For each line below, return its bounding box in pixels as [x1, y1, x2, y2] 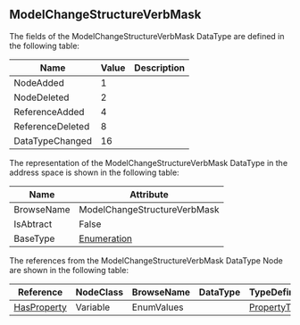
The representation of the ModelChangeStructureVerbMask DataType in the [9, 157, 288, 168]
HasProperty [13, 301, 67, 313]
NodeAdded [13, 76, 64, 88]
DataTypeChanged [13, 134, 92, 146]
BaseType [13, 232, 55, 245]
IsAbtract [13, 218, 53, 230]
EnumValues [131, 301, 184, 313]
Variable [75, 301, 111, 313]
